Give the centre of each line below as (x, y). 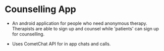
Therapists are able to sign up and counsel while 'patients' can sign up (86, 28)
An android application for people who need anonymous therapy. (79, 23)
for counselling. (28, 34)
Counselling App (40, 9)
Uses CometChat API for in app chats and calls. (61, 43)
